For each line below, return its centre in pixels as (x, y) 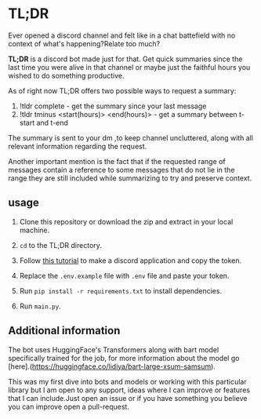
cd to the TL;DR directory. (60, 245)
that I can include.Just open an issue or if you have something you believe (128, 398)
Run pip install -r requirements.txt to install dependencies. (120, 290)
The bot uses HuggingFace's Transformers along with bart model (114, 349)
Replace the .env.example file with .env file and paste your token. (124, 275)
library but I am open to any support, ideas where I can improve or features (129, 390)
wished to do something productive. (66, 75)
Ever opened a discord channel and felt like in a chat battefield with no (122, 35)
